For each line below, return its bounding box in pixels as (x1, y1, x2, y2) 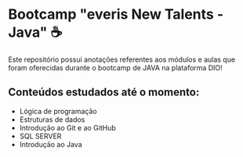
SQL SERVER (19, 131, 62, 141)
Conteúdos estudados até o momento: (8, 86, 200, 99)
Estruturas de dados (19, 115, 85, 124)
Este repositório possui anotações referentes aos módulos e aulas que (8, 55, 236, 64)
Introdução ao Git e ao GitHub (19, 123, 116, 132)
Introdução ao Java (19, 139, 82, 149)
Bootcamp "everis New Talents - (8, 5, 224, 23)
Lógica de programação (19, 106, 97, 116)
